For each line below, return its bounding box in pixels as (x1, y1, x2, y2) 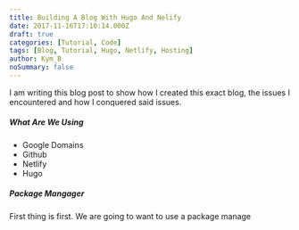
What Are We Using (9, 117, 84, 127)
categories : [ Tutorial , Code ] (9, 37, 122, 47)
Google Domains (21, 139, 84, 150)
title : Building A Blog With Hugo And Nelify (9, 12, 181, 22)
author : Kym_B (9, 54, 62, 63)
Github (21, 149, 47, 160)
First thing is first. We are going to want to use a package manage (9, 210, 252, 221)
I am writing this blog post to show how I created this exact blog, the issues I (9, 86, 290, 98)
